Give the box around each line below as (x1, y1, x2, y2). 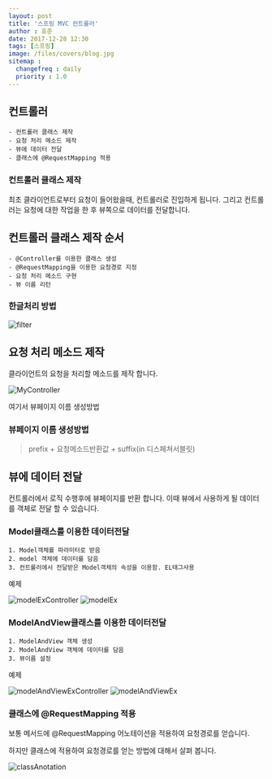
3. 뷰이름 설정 (8, 654, 51, 663)
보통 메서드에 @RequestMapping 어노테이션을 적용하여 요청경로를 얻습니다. (8, 728, 250, 737)
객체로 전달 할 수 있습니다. (16, 503, 100, 513)
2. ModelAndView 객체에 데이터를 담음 (8, 646, 124, 654)
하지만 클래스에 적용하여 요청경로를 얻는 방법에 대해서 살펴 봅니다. (8, 746, 217, 755)
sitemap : (8, 58, 42, 66)
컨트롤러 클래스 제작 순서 (8, 231, 124, 245)
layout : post (8, 11, 53, 20)
